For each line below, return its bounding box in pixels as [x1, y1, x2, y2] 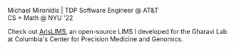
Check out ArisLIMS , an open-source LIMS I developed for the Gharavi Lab [7, 28, 228, 36]
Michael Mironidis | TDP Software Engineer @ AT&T [7, 6, 159, 14]
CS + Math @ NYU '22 [7, 13, 73, 22]
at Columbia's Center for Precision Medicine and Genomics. [7, 35, 183, 43]
